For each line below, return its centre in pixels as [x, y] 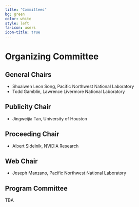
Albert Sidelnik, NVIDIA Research [45, 146]
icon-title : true [23, 32]
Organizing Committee [52, 57]
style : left [17, 23]
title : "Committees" [26, 10]
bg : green [15, 14]
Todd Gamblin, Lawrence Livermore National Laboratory [69, 92]
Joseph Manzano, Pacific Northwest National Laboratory [69, 173]
